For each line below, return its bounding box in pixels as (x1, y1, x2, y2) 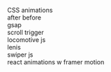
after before (7, 13, 42, 22)
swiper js (7, 50, 34, 59)
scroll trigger (7, 28, 44, 36)
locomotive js (7, 36, 46, 44)
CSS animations (7, 6, 53, 14)
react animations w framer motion (7, 58, 105, 66)
